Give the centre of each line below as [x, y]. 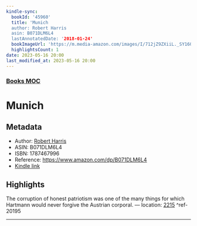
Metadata [24, 127]
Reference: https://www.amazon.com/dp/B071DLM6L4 [81, 160]
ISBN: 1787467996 [37, 154]
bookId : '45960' [31, 17]
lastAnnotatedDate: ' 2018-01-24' [52, 39]
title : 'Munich [30, 22]
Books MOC [23, 81]
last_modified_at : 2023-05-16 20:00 [51, 60]
